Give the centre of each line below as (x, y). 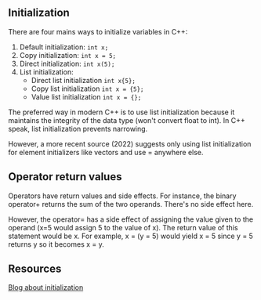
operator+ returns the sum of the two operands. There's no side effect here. (131, 204)
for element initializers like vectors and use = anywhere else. (106, 152)
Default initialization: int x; (64, 47)
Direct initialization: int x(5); (67, 63)
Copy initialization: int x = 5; (67, 55)
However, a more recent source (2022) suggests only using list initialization (130, 143)
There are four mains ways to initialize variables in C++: (98, 31)
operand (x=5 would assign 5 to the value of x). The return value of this (123, 227)
